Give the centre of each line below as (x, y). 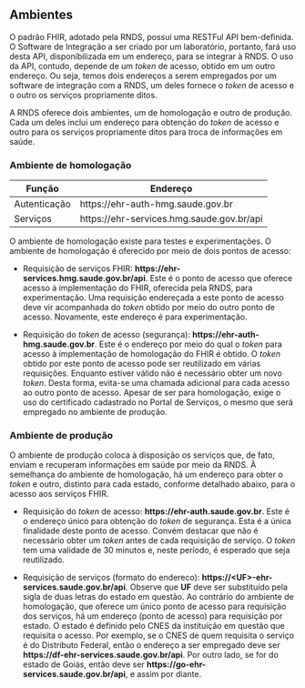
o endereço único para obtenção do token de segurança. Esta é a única (157, 521)
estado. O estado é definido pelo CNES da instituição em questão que (153, 626)
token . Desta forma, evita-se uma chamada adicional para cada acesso (156, 383)
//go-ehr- (188, 664)
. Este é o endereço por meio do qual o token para (188, 344)
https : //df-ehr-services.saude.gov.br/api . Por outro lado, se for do (151, 655)
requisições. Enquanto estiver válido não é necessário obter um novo (152, 373)
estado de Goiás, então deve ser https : (96, 664)
